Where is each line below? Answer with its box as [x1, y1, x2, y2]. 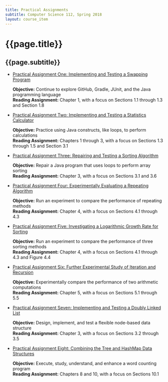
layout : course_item [5, 17, 49, 22]
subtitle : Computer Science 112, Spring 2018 [5, 12, 102, 17]
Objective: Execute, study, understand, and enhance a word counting [12, 360, 157, 366]
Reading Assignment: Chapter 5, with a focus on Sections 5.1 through [12, 290, 157, 296]
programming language [12, 92, 61, 98]
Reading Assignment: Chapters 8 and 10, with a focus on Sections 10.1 [12, 371, 159, 377]
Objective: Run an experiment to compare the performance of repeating [12, 198, 162, 204]
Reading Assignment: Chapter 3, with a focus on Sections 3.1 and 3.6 [12, 173, 157, 179]
